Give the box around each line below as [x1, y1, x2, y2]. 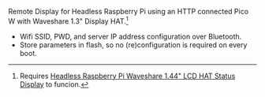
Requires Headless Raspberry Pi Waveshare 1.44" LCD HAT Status [19, 71, 236, 80]
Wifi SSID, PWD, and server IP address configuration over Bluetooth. [19, 32, 242, 41]
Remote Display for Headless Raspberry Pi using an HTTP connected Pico [8, 7, 249, 16]
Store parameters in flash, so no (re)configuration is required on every [19, 39, 248, 50]
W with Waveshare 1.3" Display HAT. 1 [8, 15, 129, 26]
